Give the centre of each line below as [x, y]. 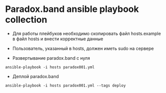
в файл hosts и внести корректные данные [58, 39]
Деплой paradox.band [35, 76]
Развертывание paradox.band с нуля [51, 58]
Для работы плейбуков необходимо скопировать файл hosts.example [86, 33]
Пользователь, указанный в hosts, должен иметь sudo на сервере [83, 48]
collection [26, 20]
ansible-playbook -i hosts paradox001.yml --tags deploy [66, 86]
